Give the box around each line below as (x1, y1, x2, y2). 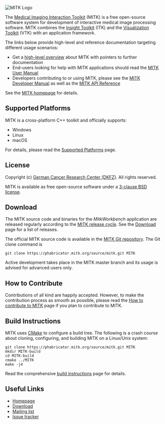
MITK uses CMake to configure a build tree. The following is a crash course (5, 330, 158, 336)
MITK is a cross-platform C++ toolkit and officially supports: (5, 117, 127, 123)
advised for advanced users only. (5, 265, 73, 271)
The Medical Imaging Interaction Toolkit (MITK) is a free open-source (5, 14, 146, 20)
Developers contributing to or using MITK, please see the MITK (12, 75, 140, 81)
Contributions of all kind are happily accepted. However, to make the (5, 292, 144, 298)
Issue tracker (12, 414, 39, 420)
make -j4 (5, 362, 23, 367)
